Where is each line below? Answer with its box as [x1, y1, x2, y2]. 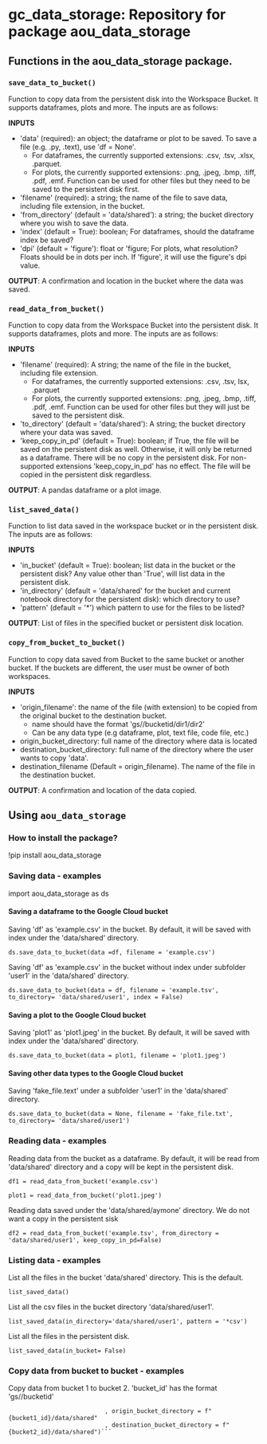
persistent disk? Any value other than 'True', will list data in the [19, 569, 226, 579]
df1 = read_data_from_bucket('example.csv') [8, 1177, 159, 1185]
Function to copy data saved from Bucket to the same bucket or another [8, 654, 245, 664]
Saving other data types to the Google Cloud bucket [8, 1068, 183, 1077]
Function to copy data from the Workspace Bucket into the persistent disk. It [8, 320, 259, 330]
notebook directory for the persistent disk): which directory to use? [19, 594, 241, 604]
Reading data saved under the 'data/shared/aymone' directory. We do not [8, 1205, 250, 1214]
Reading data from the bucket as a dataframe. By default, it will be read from [8, 1153, 260, 1163]
